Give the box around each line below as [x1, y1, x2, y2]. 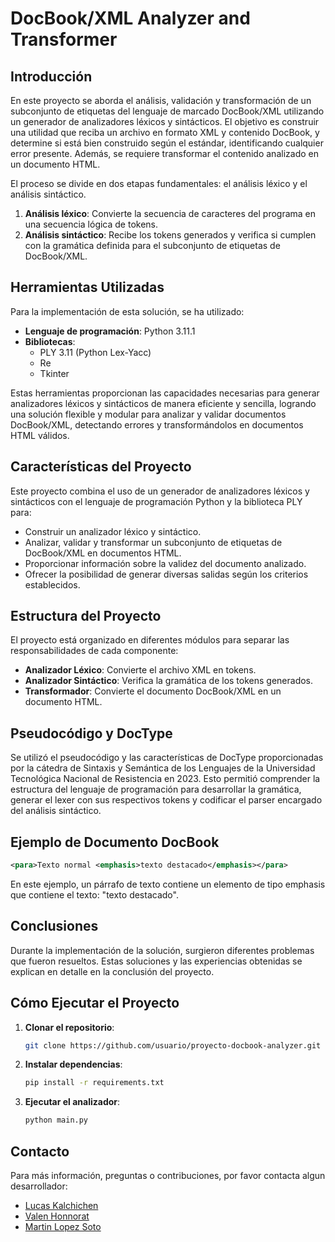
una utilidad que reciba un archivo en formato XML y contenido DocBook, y [10, 127, 320, 138]
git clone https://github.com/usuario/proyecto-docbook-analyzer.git [24, 1040, 322, 1051]
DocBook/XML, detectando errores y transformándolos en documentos [10, 418, 304, 431]
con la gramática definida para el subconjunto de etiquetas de [24, 240, 281, 251]
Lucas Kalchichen [24, 1200, 99, 1211]
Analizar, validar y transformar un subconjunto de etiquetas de [24, 536, 283, 548]
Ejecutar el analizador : [24, 1096, 121, 1108]
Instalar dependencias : [24, 1058, 123, 1071]
